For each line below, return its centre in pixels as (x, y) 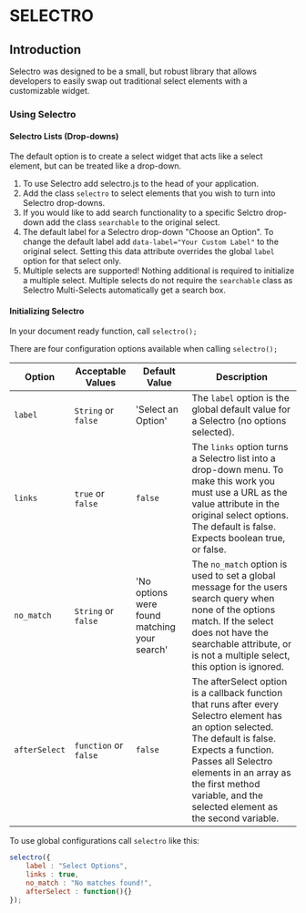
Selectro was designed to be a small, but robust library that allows (133, 71)
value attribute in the (236, 504)
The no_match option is (240, 564)
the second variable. (235, 818)
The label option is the (240, 398)
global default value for (241, 409)
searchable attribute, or (242, 644)
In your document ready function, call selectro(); (103, 331)
